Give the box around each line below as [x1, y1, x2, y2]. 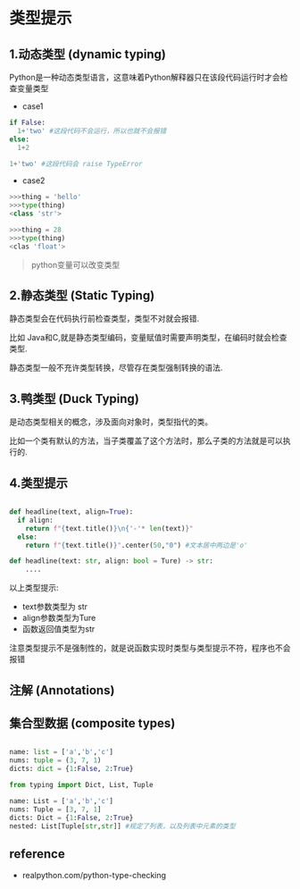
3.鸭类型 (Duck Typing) [9, 390, 140, 407]
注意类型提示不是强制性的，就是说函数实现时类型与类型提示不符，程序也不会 [9, 642, 291, 653]
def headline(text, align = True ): [9, 507, 134, 516]
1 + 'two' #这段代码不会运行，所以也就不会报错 [17, 126, 167, 135]
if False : [9, 118, 46, 127]
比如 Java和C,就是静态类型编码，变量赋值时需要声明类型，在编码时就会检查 [9, 332, 287, 343]
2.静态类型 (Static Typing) [9, 288, 155, 304]
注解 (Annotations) [9, 683, 115, 698]
